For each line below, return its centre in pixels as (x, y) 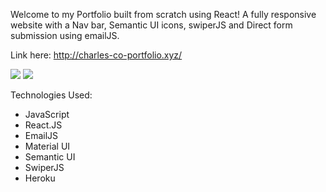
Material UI (47, 146)
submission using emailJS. (65, 35)
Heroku (40, 178)
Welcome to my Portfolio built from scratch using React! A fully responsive (163, 14)
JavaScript (47, 114)
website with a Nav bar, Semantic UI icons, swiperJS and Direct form (151, 25)
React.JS (43, 125)
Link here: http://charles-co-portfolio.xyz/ (96, 55)
